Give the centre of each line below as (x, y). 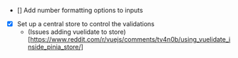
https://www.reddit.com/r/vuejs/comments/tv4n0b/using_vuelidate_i (130, 40)
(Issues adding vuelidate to (67, 32)
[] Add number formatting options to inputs (80, 10)
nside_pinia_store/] (55, 47)
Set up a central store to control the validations (86, 24)
